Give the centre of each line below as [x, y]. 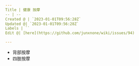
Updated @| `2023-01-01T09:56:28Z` [42, 24]
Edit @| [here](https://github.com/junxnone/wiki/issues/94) [70, 33]
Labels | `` [17, 28]
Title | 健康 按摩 [23, 10]
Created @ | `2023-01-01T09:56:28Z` [43, 19]
